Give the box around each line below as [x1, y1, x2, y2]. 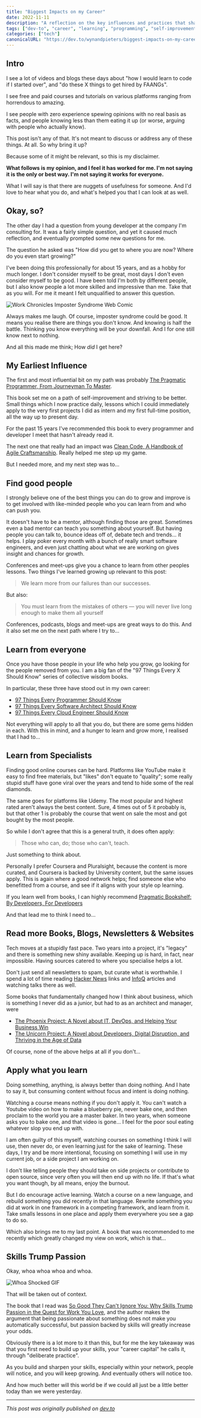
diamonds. [6, 785, 32, 792]
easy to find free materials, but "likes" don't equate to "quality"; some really [6, 773, 193, 780]
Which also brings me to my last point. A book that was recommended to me [6, 1228, 195, 1235]
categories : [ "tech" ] [6, 31, 60, 37]
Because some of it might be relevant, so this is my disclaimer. [6, 153, 160, 160]
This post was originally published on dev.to [6, 1405, 115, 1412]
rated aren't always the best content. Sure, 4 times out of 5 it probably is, [6, 803, 187, 810]
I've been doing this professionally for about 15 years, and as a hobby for [6, 264, 186, 271]
